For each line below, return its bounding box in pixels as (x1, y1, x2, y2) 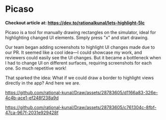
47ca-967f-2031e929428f (5, 110, 58, 116)
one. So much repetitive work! (5, 65, 67, 71)
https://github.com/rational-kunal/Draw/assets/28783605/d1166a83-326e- (5, 89, 158, 95)
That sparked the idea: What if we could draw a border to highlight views (5, 75, 154, 80)
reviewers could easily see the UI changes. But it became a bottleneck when (5, 54, 161, 60)
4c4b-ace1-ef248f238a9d (5, 95, 59, 101)
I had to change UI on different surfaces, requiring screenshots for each (5, 60, 152, 66)
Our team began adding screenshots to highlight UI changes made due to (5, 44, 155, 50)
